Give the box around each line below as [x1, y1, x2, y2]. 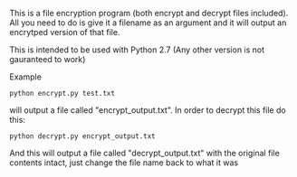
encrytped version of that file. [9, 27, 120, 37]
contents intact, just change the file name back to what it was [9, 157, 238, 168]
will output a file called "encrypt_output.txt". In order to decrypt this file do [9, 105, 287, 116]
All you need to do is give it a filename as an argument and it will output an [9, 17, 287, 28]
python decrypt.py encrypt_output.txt [9, 132, 156, 141]
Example [9, 71, 43, 82]
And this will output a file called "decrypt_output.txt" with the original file [9, 148, 281, 158]
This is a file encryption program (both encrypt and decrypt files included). [9, 8, 289, 18]
